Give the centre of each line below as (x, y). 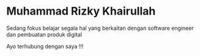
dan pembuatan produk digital (44, 34)
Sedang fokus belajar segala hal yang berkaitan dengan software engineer (100, 28)
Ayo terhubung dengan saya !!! (45, 46)
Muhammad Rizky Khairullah (81, 11)
